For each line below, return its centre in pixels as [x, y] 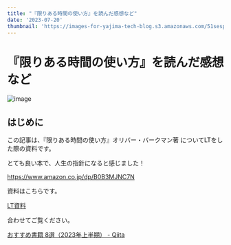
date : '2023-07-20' [35, 20]
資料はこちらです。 [34, 191]
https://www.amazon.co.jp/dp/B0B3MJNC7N [71, 177]
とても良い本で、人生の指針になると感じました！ [76, 163]
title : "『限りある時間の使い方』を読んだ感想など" [72, 13]
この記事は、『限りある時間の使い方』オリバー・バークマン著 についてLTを [112, 140]
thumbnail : [23, 26]
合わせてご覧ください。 [40, 220]
